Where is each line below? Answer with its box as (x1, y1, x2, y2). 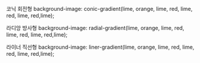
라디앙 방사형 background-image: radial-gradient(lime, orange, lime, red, (6, 25, 185, 31)
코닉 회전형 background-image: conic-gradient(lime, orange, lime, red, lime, (6, 5, 193, 12)
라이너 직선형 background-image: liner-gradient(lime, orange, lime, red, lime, (6, 44, 195, 50)
